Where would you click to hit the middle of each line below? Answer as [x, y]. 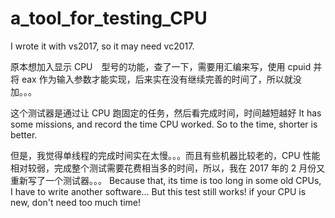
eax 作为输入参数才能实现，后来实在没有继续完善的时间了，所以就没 [161, 79]
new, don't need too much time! [75, 202]
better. [24, 134]
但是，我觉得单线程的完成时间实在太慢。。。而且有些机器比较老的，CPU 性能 [165, 155]
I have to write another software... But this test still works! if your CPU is [158, 191]
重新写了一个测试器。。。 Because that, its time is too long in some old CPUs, [166, 180]
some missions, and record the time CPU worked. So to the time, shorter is [164, 124]
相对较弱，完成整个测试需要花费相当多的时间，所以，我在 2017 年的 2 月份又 [168, 168]
